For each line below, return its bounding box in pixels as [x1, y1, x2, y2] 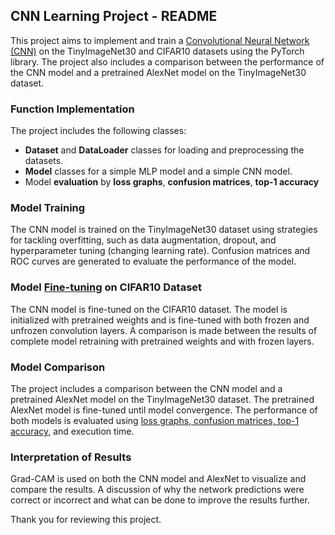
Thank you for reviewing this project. [10, 514, 162, 526]
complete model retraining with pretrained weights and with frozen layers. [10, 335, 315, 347]
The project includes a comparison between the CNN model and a [10, 383, 283, 394]
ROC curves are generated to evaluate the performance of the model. [10, 255, 297, 268]
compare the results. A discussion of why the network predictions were [10, 484, 305, 496]
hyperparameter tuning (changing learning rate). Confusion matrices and [10, 245, 311, 257]
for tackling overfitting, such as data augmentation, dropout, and [10, 234, 277, 246]
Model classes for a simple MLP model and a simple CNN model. [24, 165, 293, 178]
